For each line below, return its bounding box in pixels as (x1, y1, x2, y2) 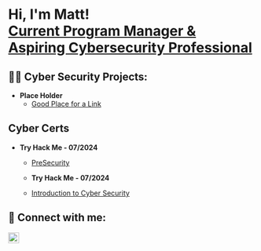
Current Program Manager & (8, 22, 197, 40)
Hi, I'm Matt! (8, 5, 90, 24)
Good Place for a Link (31, 100, 102, 108)
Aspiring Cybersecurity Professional (8, 39, 253, 56)
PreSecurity (31, 158, 70, 167)
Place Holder (19, 91, 63, 100)
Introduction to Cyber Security (31, 188, 130, 198)
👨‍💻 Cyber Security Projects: (8, 70, 148, 83)
